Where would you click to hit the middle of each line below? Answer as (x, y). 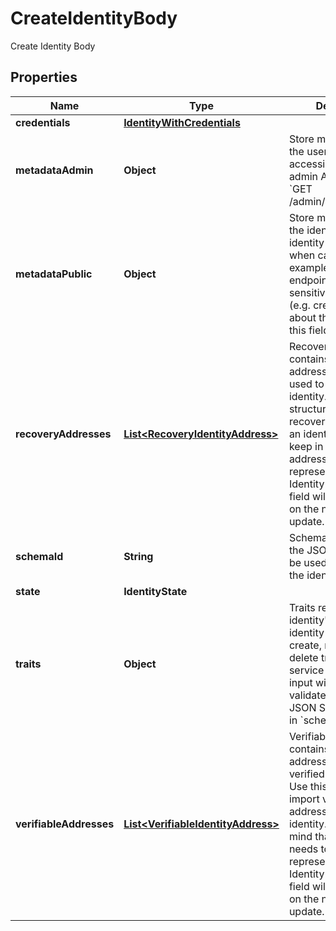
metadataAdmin (54, 170)
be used (308, 562)
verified (306, 774)
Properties (44, 77)
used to (306, 384)
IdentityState (155, 591)
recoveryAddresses (63, 434)
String (138, 556)
